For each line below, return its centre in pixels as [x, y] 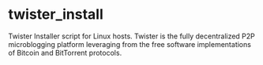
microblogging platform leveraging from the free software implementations [130, 44]
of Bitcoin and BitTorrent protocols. [65, 52]
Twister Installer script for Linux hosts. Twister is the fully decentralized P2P [131, 36]
